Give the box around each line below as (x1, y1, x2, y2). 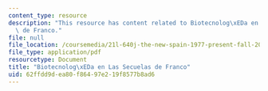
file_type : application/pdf (8, 48, 102, 56)
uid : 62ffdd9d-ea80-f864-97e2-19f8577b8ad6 (8, 70, 156, 78)
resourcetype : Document (8, 56, 88, 64)
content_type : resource (8, 11, 88, 20)
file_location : (8, 41, 59, 49)
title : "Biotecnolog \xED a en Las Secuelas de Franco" (8, 63, 191, 71)
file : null (8, 33, 45, 42)
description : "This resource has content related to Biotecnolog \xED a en (8, 19, 259, 27)
